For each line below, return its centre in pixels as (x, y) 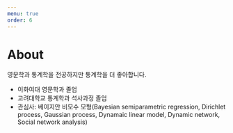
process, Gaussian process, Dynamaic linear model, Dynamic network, (119, 115)
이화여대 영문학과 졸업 (47, 89)
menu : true (23, 14)
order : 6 (20, 20)
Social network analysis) (53, 122)
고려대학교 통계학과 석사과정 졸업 (62, 98)
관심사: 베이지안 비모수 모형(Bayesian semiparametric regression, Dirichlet (121, 107)
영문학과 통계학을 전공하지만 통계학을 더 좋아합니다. (77, 75)
